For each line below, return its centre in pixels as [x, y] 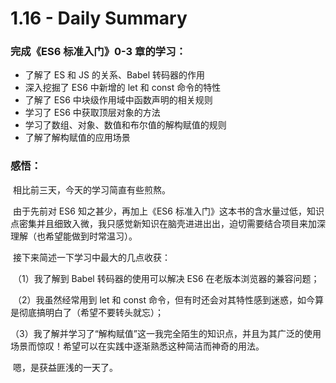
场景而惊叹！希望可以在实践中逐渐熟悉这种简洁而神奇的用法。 [137, 346]
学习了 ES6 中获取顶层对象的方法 [92, 113]
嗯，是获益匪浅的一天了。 [65, 367]
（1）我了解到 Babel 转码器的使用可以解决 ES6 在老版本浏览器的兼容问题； [166, 278]
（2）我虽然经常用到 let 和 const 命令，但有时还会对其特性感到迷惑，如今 [163, 299]
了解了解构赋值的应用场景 [77, 138]
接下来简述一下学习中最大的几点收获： [91, 257]
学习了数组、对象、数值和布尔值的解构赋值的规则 [125, 125]
